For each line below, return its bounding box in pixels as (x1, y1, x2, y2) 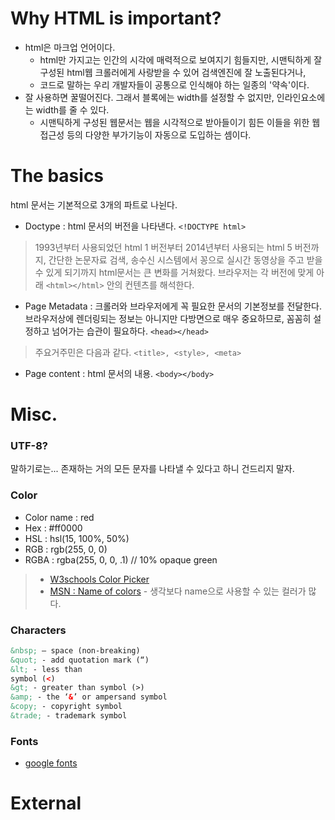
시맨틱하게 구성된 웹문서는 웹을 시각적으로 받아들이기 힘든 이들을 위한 (39, 116, 310, 128)
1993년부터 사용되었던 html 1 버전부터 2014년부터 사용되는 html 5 (34, 241, 293, 253)
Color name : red (24, 511, 95, 523)
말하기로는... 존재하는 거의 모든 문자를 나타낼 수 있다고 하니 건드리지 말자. (10, 463, 295, 475)
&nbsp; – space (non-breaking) (10, 645, 141, 656)
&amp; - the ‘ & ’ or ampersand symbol (10, 692, 168, 702)
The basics (10, 165, 105, 187)
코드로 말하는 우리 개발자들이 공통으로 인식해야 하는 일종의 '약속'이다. (39, 78, 310, 91)
